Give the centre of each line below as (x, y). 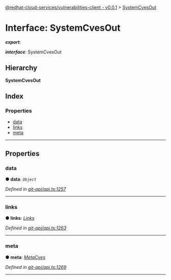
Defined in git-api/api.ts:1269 (36, 267)
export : (13, 42)
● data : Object (21, 179)
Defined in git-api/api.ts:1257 (36, 189)
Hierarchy (21, 68)
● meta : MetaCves (25, 257)
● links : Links (20, 218)
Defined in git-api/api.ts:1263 (36, 228)
